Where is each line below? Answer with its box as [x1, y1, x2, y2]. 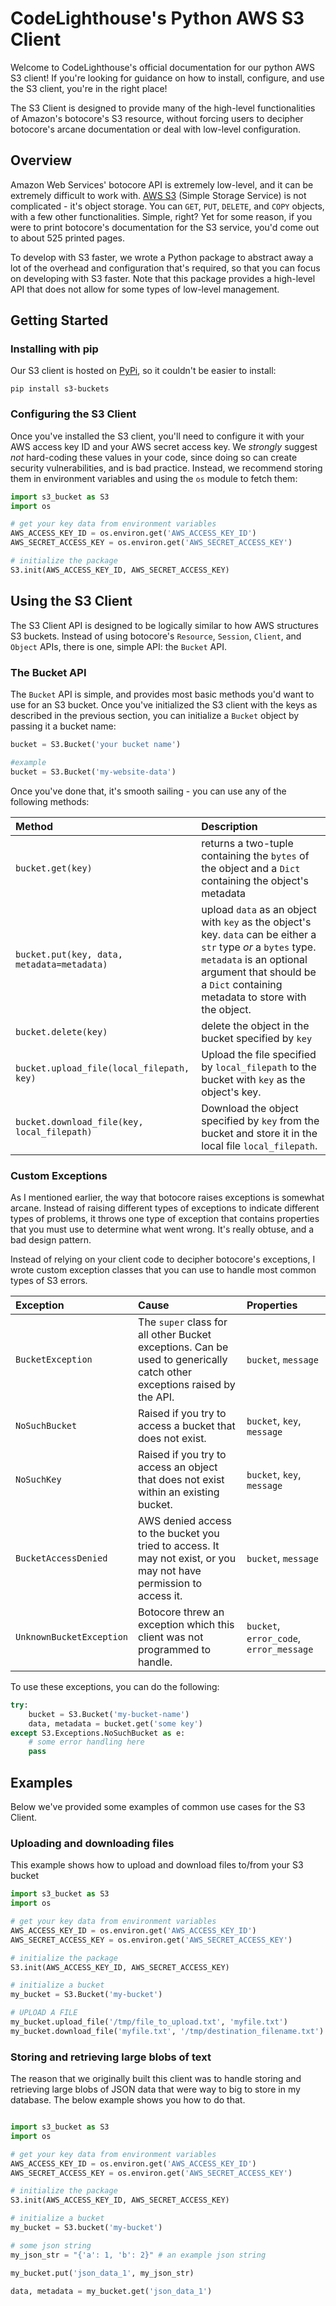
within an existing [138, 1485, 220, 1499]
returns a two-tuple [201, 836, 294, 850]
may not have [138, 1563, 202, 1577]
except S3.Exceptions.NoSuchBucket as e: [10, 1728, 186, 1738]
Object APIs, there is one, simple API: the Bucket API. [10, 640, 227, 652]
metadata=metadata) [15, 958, 108, 970]
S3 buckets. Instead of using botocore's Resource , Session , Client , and [10, 630, 302, 642]
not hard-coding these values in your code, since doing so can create [10, 451, 298, 463]
